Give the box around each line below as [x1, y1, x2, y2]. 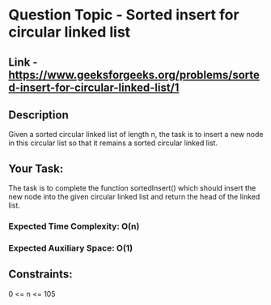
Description [8, 108, 69, 122]
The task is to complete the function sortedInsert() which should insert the [8, 183, 256, 193]
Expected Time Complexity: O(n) [8, 221, 140, 232]
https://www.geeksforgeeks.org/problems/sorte [8, 67, 260, 82]
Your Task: [8, 161, 64, 175]
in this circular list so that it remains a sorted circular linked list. [8, 138, 218, 148]
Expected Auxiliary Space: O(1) [8, 243, 133, 254]
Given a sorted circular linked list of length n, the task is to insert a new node [8, 130, 264, 140]
